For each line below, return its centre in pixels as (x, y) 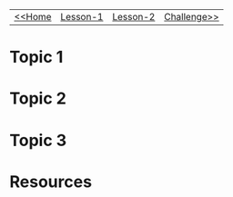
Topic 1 (36, 57)
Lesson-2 (134, 17)
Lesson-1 (82, 17)
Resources (51, 182)
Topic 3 (38, 140)
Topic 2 (38, 98)
